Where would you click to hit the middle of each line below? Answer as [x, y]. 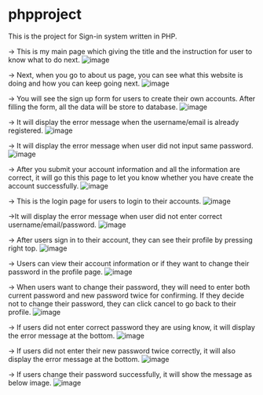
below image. [30, 382]
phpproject [45, 15]
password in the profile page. [56, 272]
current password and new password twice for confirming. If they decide [126, 295]
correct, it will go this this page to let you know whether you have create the [131, 177]
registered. [26, 130]
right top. [23, 248]
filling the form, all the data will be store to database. [93, 107]
